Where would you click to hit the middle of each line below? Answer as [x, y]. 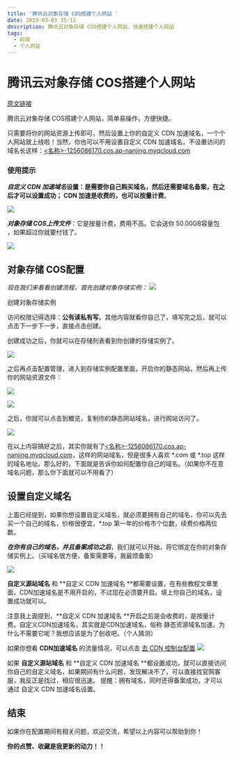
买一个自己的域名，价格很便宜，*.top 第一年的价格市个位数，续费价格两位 [112, 523]
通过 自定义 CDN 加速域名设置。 [53, 689]
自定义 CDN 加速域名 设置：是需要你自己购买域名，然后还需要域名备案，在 [113, 187]
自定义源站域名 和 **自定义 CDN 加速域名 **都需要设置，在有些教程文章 [110, 583]
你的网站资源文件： [35, 377]
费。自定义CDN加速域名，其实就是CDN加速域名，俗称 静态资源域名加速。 [113, 624]
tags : [15, 33]
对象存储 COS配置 [46, 269]
